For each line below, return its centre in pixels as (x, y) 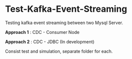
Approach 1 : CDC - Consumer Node (42, 32)
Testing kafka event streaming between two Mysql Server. (64, 23)
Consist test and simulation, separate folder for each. (59, 51)
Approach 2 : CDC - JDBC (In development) (50, 42)
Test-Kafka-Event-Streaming (66, 9)
